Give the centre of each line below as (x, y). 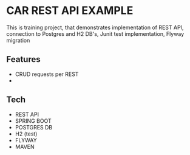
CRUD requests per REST (47, 74)
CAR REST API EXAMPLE (70, 11)
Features (23, 59)
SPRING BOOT (33, 121)
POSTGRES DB (34, 127)
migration (18, 40)
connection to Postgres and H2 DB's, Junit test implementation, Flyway (95, 33)
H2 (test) (26, 134)
